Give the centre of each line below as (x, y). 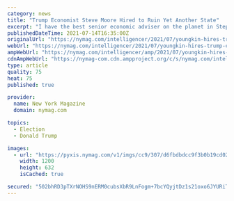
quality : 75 (24, 72)
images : (18, 148)
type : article (28, 65)
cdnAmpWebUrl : (28, 59)
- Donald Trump (36, 136)
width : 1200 (37, 161)
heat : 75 (20, 78)
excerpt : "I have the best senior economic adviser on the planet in (110, 26)
